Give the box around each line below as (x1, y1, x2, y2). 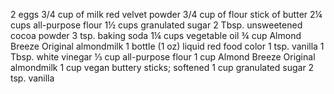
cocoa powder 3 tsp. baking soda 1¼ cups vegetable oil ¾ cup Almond (10, 30, 302, 41)
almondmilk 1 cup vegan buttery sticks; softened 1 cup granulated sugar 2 (10, 62, 315, 73)
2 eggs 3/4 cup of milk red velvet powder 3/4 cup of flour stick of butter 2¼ (10, 9, 323, 20)
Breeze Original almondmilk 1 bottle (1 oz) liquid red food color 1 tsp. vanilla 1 (10, 40, 325, 52)
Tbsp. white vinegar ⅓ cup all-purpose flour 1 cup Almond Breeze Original (10, 51, 316, 63)
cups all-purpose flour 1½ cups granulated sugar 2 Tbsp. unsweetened (10, 19, 303, 31)
